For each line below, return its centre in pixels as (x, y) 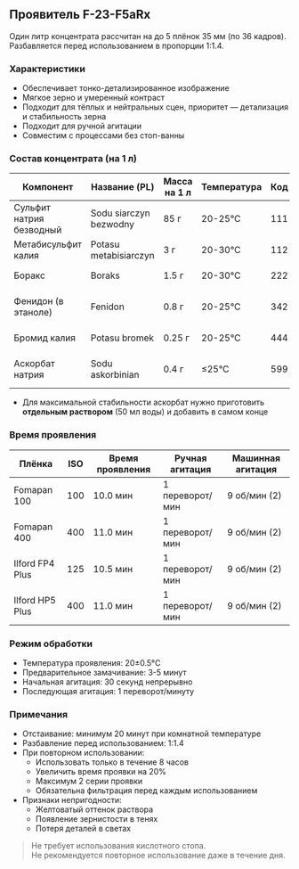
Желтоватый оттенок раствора (94, 809)
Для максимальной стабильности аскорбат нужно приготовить (143, 402)
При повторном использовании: (83, 753)
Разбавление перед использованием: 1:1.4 (103, 743)
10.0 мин (113, 496)
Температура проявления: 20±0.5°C (91, 663)
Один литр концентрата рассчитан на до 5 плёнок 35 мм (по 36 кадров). (148, 36)
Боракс (30, 275)
